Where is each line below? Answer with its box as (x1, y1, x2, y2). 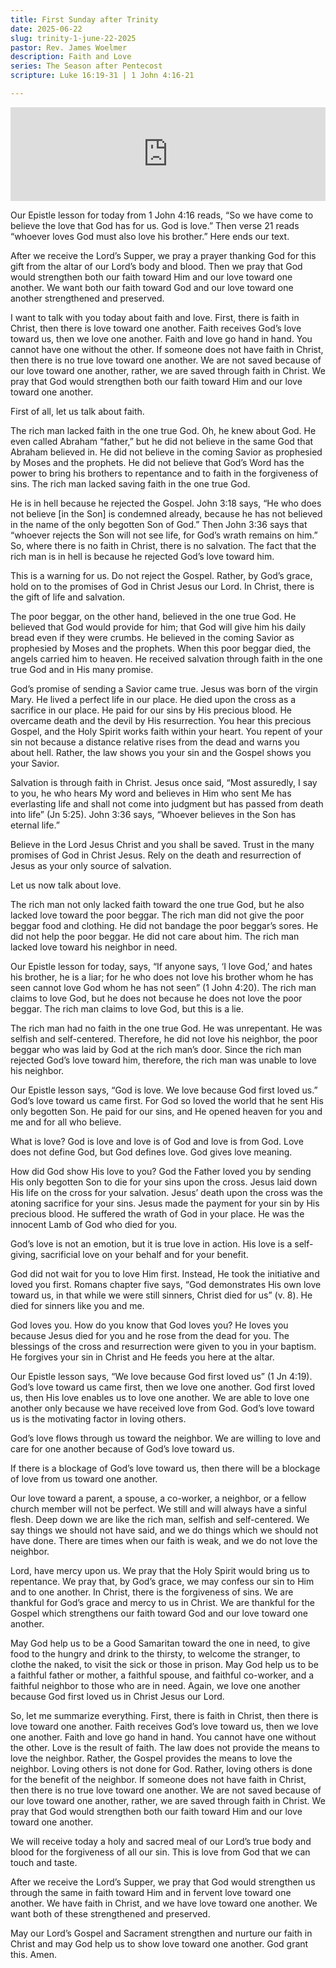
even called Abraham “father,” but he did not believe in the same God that (10, 435, 314, 447)
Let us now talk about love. (10, 879, 122, 891)
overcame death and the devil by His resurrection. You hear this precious (10, 714, 312, 726)
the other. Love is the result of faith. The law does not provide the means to (10, 1741, 320, 1753)
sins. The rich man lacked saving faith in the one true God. (10, 477, 251, 490)
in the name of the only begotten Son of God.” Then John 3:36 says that (10, 518, 308, 530)
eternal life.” (10, 819, 60, 831)
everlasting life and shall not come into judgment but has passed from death (10, 797, 324, 810)
